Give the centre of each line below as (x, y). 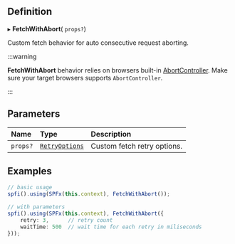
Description (111, 134)
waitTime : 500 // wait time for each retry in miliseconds (111, 227)
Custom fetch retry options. (137, 146)
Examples (30, 171)
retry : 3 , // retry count (67, 220)
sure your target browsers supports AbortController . (85, 78)
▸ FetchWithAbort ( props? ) (47, 28)
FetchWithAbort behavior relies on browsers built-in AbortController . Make (117, 70)
